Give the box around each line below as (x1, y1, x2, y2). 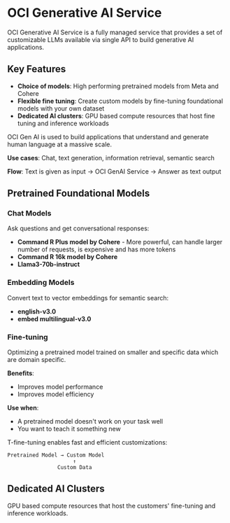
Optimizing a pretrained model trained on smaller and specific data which (7, 348, 219, 356)
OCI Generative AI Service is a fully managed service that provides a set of (7, 28, 223, 36)
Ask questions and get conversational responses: (7, 224, 150, 232)
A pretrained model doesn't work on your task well (17, 417, 163, 426)
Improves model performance (17, 383, 103, 391)
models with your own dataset (17, 104, 105, 113)
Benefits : (7, 369, 35, 377)
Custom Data (57, 464, 92, 471)
